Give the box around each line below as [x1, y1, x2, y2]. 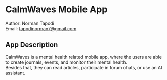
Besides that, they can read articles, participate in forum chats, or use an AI [5, 64, 162, 70]
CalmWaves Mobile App [5, 4, 108, 15]
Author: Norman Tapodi [5, 20, 54, 26]
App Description [5, 41, 58, 49]
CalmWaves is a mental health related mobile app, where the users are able [5, 54, 162, 60]
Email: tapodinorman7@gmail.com [5, 25, 77, 31]
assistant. [5, 70, 25, 76]
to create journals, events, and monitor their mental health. [5, 59, 128, 65]
